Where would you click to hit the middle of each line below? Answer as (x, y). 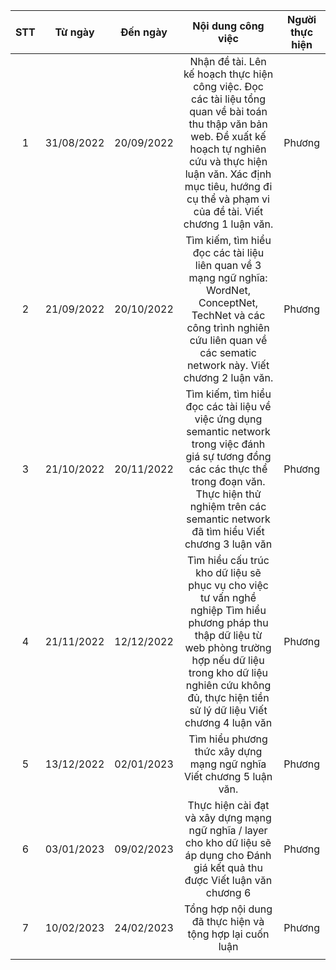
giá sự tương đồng (228, 456)
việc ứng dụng (228, 419)
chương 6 (228, 892)
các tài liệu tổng (229, 99)
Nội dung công (228, 26)
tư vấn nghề (228, 597)
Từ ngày (74, 32)
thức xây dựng (228, 751)
